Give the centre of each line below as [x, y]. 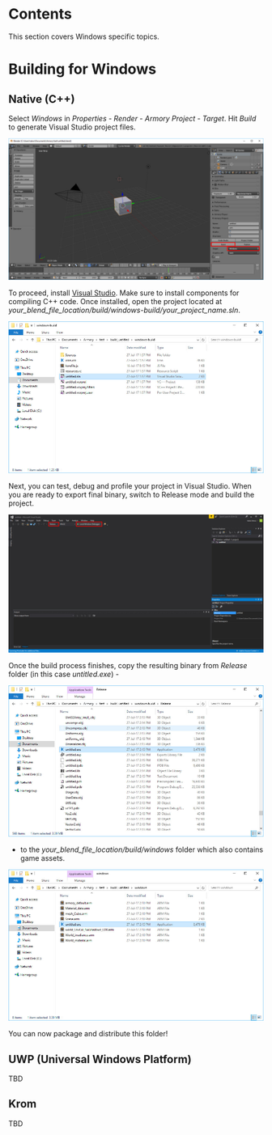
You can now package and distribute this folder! [88, 1034]
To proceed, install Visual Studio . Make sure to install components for [124, 293]
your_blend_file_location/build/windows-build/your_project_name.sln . [125, 310]
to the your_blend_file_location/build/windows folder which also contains [142, 849]
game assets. [42, 858]
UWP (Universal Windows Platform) [100, 1059]
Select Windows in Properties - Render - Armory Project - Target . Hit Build [132, 118]
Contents [40, 14]
